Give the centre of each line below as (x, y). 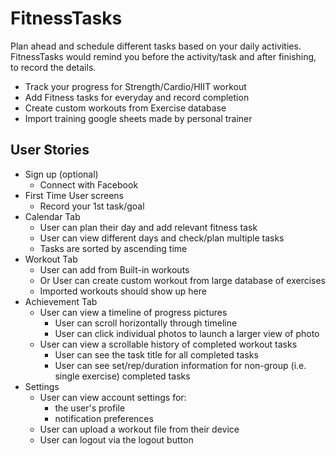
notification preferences (104, 418)
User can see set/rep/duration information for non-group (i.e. (180, 365)
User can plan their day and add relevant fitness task (148, 227)
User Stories (50, 150)
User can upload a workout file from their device (139, 429)
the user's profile (90, 408)
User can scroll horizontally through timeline (146, 323)
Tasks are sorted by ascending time (113, 248)
